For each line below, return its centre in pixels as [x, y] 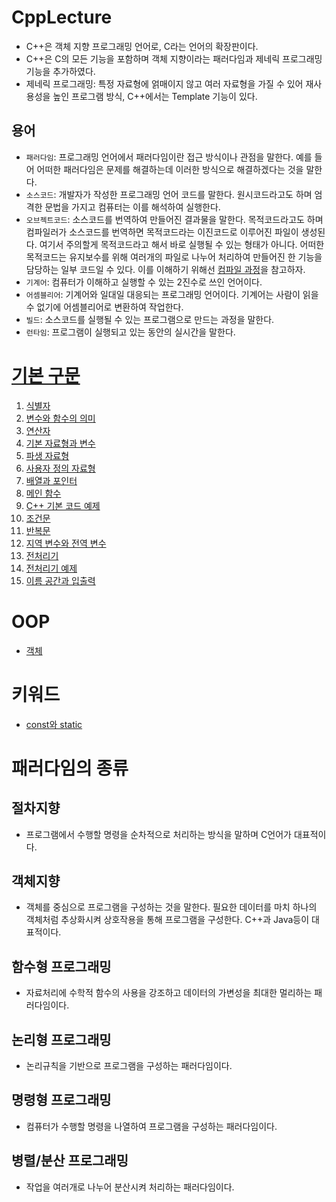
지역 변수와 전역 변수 [66, 543]
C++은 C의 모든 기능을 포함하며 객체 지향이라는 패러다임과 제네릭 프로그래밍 [174, 58]
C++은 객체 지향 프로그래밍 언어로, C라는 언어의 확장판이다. [142, 46]
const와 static [54, 724]
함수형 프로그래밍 [61, 966]
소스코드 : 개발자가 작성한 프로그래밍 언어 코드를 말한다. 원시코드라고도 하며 [169, 194]
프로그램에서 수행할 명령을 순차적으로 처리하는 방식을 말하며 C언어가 [158, 834]
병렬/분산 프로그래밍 [70, 1161]
